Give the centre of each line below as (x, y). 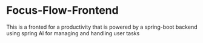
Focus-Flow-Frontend (63, 10)
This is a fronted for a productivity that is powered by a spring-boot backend (102, 27)
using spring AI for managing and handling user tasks (73, 33)
